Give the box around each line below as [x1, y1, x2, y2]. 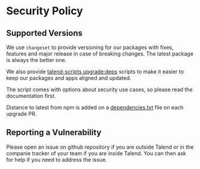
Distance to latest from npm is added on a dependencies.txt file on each [6, 104, 184, 111]
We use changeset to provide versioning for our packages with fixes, [6, 44, 174, 51]
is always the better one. [6, 57, 67, 63]
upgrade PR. [6, 110, 37, 117]
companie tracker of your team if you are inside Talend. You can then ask [6, 149, 186, 156]
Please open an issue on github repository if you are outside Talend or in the [6, 143, 194, 150]
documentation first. [6, 93, 56, 99]
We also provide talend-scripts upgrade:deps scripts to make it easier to [6, 68, 184, 75]
